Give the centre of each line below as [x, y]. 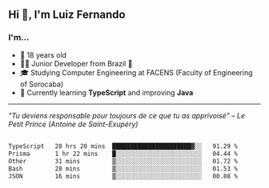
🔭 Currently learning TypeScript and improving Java [106, 92]
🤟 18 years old [43, 55]
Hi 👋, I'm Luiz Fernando [67, 15]
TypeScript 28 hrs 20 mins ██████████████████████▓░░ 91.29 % [123, 146]
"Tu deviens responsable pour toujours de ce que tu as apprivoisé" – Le [127, 115]
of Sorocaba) [42, 84]
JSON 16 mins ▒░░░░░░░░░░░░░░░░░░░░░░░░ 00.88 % [123, 176]
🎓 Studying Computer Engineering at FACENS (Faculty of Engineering [137, 72]
